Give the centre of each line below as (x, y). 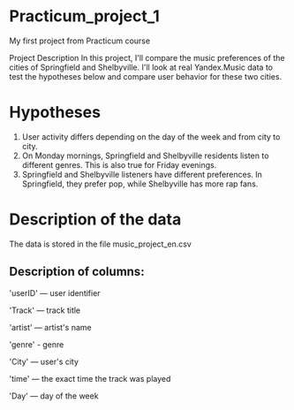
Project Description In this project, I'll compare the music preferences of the (147, 57)
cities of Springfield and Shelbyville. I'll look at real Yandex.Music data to (141, 67)
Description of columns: (77, 272)
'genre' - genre (37, 344)
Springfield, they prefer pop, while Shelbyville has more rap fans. (140, 184)
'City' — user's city (44, 361)
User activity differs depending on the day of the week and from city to (151, 137)
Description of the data (95, 220)
